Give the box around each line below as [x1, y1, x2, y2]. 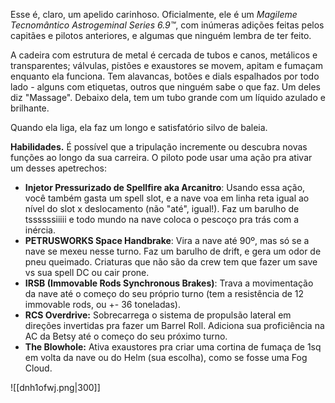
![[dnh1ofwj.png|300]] [10, 382, 101, 393]
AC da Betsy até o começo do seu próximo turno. [24, 330, 228, 342]
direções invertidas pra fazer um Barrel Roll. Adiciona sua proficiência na [24, 320, 325, 331]
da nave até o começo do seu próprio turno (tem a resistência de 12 [24, 288, 305, 299]
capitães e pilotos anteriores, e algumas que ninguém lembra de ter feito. [10, 30, 312, 41]
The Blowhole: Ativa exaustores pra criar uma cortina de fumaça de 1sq [24, 341, 322, 353]
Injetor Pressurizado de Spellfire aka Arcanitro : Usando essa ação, [24, 182, 306, 193]
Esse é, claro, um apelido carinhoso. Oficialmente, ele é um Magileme [10, 9, 298, 20]
